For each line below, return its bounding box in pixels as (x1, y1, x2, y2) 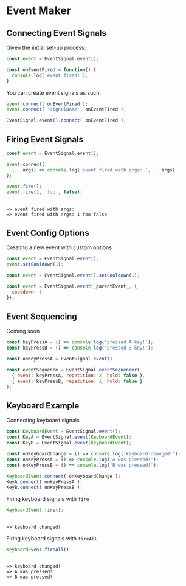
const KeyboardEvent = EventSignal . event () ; (6, 429, 121, 435)
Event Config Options (6, 227, 89, 238)
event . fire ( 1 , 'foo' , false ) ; (6, 189, 83, 195)
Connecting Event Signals (6, 28, 106, 38)
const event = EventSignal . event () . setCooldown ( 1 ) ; (6, 272, 140, 278)
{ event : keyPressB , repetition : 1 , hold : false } (12, 378, 143, 384)
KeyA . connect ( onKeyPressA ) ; (6, 478, 83, 485)
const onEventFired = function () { (6, 66, 97, 73)
